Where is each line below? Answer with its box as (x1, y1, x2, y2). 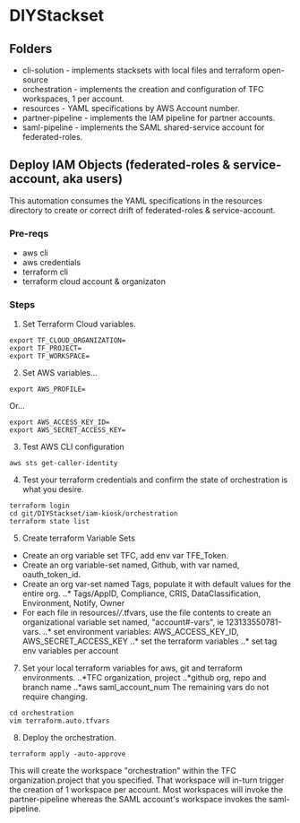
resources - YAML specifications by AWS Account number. (21, 103, 240, 113)
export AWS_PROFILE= (9, 385, 87, 394)
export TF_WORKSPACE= (9, 351, 90, 361)
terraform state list (9, 517, 90, 526)
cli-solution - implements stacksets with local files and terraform (21, 65, 261, 75)
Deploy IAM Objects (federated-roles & (9, 158, 231, 173)
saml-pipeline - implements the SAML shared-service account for (21, 122, 265, 133)
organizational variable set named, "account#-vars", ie (21, 617, 224, 628)
